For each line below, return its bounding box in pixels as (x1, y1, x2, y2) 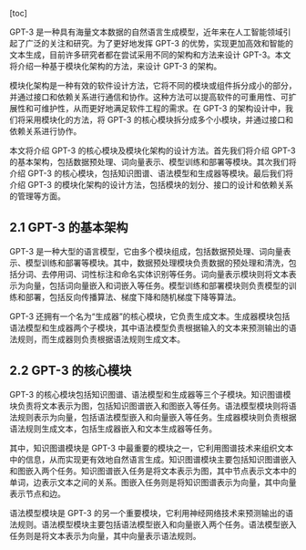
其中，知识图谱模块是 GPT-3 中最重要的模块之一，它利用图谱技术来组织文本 (9, 442, 294, 453)
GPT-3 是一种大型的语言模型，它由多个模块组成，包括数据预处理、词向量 (9, 245, 284, 256)
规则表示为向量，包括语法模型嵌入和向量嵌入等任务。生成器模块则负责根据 (16, 411, 297, 422)
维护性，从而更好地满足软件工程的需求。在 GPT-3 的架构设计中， (40, 103, 286, 113)
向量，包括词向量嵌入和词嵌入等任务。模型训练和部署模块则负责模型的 (25, 280, 289, 291)
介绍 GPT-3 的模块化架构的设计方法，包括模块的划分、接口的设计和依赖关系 (9, 180, 294, 190)
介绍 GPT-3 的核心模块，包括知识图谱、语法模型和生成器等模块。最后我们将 (9, 168, 294, 179)
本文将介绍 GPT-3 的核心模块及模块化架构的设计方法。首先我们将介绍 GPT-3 (9, 145, 296, 156)
